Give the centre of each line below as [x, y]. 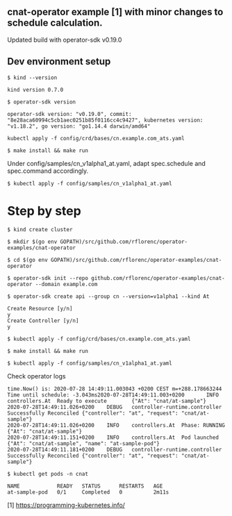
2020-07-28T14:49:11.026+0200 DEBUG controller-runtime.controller [115, 407]
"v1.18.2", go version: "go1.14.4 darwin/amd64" [79, 126]
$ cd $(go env [28, 260]
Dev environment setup [59, 61]
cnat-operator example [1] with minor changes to [115, 12]
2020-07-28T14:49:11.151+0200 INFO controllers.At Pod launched [113, 438]
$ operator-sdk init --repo [48, 278]
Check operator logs [36, 376]
